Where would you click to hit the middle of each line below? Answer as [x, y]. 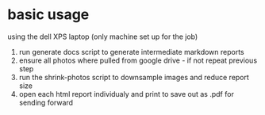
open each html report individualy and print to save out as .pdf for [127, 94]
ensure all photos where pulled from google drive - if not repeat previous [138, 60]
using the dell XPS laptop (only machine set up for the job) [103, 36]
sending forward [46, 102]
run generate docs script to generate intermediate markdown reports [132, 52]
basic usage [48, 15]
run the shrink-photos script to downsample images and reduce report [134, 77]
